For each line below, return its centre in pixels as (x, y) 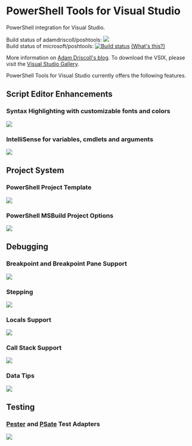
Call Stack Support (34, 348)
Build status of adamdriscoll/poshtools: (54, 39)
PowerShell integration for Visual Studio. (56, 27)
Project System (35, 171)
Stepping (20, 292)
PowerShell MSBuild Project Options (60, 216)
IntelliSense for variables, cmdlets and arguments (80, 139)
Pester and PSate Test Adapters (53, 424)
